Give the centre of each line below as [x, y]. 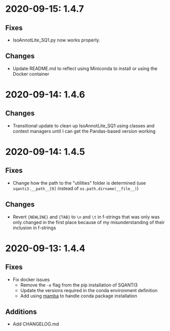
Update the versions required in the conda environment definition [89, 290]
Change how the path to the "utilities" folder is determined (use [79, 183]
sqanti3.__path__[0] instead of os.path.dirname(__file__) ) [76, 188]
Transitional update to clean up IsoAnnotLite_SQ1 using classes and [83, 125]
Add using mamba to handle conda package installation [79, 296]
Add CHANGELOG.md [36, 324]
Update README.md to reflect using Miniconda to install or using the [85, 68]
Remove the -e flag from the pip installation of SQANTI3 [79, 285]
